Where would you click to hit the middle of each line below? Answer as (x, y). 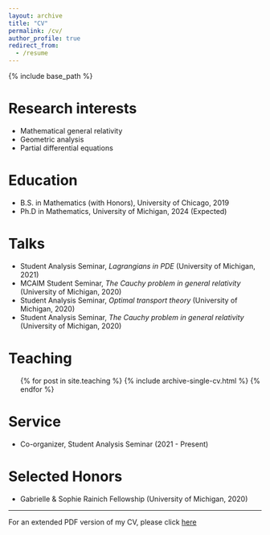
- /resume (32, 53)
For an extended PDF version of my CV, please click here (102, 522)
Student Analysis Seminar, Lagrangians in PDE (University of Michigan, (137, 265)
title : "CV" (28, 23)
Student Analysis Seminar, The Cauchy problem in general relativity (132, 317)
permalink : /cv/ (35, 31)
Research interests (73, 109)
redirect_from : (34, 46)
